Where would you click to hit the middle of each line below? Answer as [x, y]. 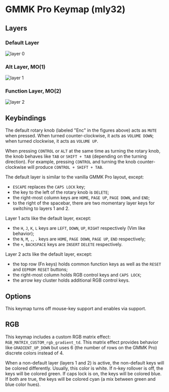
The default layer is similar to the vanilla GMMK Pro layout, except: [75, 177]
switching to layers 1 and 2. [41, 208]
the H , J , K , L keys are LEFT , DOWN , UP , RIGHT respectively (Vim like [79, 228]
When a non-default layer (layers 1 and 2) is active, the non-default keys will [85, 363]
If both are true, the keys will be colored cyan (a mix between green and [80, 379]
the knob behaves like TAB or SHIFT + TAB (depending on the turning [76, 157]
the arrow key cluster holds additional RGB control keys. [71, 280]
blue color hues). [23, 384]
